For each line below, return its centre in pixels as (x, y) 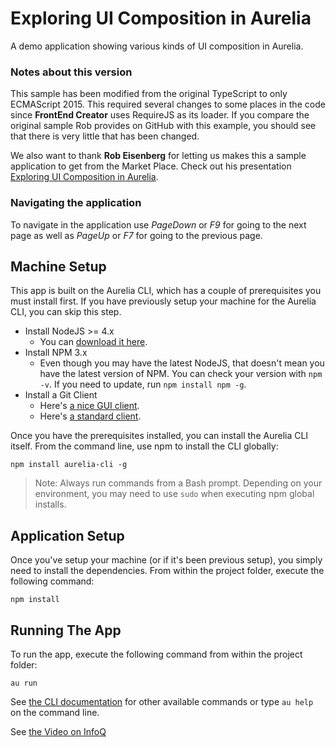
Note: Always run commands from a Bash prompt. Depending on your (178, 483)
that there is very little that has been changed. (105, 136)
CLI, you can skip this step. (66, 312)
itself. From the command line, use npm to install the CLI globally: (144, 446)
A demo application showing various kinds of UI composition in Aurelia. (157, 46)
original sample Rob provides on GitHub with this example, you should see (163, 126)
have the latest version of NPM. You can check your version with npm (181, 374)
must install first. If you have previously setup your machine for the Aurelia (163, 301)
